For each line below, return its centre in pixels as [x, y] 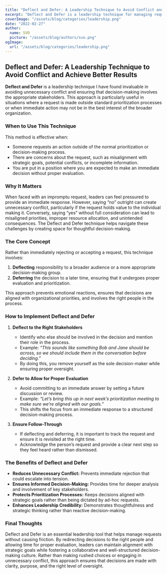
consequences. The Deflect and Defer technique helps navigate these [77, 223]
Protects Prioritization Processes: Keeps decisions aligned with [78, 494]
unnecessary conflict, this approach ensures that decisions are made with [81, 561]
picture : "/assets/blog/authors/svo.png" [53, 38]
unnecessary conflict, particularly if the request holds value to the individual [83, 208]
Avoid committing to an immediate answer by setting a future [82, 388]
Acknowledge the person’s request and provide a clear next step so [89, 444]
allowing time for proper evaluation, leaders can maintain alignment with [79, 545]
